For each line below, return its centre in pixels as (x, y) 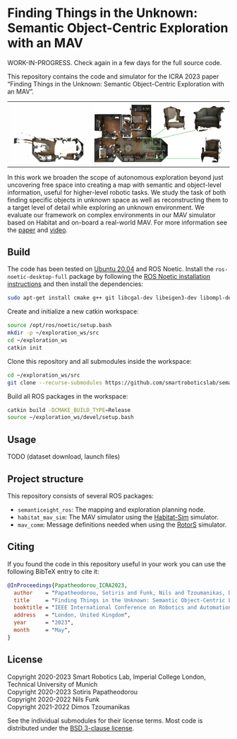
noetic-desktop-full (38, 277)
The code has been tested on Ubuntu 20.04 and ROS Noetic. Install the (110, 269)
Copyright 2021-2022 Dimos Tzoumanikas (69, 706)
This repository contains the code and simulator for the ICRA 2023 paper (113, 76)
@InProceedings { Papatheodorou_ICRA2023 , (68, 585)
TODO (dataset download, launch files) (64, 457)
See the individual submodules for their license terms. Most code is (105, 721)
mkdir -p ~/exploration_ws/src (53, 333)
